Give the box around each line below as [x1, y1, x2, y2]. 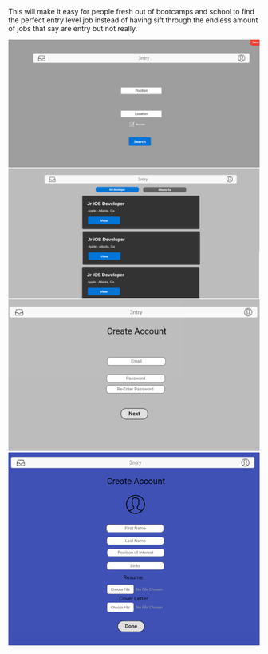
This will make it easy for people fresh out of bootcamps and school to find [8, 7, 255, 16]
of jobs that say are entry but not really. [8, 24, 138, 33]
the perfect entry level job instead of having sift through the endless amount [8, 15, 258, 25]
